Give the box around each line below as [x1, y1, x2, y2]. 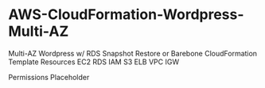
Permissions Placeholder [8, 72, 90, 82]
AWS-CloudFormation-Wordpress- [8, 6, 244, 24]
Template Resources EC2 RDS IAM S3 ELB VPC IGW [8, 57, 180, 67]
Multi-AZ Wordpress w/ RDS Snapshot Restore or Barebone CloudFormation [8, 48, 257, 58]
